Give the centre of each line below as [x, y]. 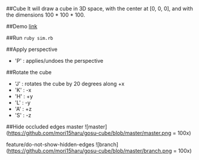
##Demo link [22, 26]
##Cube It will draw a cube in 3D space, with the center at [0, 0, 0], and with [99, 9]
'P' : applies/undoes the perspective [59, 61]
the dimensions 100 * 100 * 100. [45, 15]
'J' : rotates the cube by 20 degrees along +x [70, 84]
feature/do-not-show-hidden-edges [50, 144]
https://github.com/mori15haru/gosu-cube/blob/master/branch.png [90, 151]
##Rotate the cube [29, 72]
